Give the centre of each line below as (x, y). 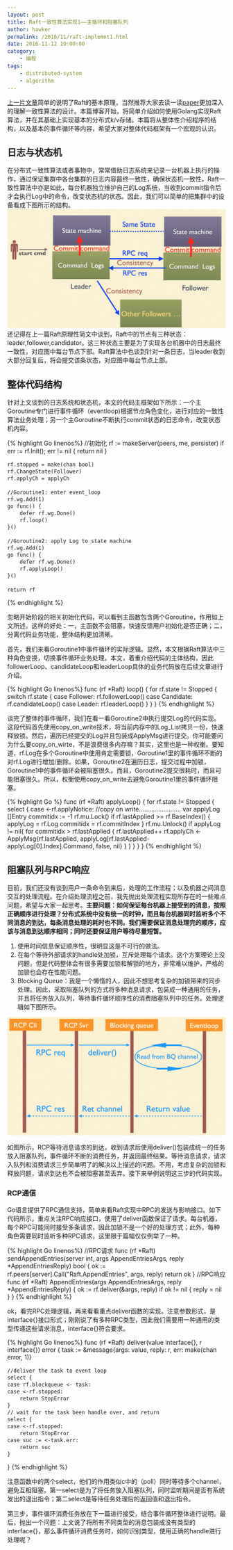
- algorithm (37, 81)
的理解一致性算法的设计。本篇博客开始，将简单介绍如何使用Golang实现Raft (114, 111)
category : (21, 51)
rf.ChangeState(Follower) (44, 472)
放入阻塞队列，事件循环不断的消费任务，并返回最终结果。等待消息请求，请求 (116, 1156)
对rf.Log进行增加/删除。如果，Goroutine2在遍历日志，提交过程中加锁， (109, 762)
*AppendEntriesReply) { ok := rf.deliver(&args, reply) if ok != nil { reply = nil (114, 1289)
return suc (35, 1447)
